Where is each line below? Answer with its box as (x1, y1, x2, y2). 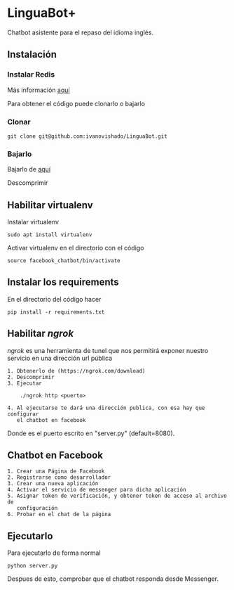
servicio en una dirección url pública (7, 354, 113, 362)
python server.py (7, 563, 58, 570)
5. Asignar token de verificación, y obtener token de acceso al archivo (7, 492, 228, 500)
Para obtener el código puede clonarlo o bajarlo (7, 99, 146, 108)
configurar (7, 410, 39, 418)
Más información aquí (7, 86, 70, 94)
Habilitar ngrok (7, 328, 74, 340)
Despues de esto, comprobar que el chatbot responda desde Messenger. (7, 575, 219, 583)
